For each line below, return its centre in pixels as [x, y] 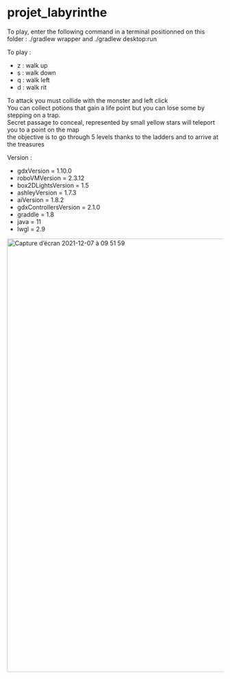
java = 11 [29, 221]
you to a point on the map [43, 129]
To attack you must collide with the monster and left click [88, 100]
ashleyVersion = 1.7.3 [47, 193]
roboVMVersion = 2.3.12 [51, 178]
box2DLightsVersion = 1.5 [53, 185]
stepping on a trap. [34, 115]
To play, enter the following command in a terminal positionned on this [106, 32]
